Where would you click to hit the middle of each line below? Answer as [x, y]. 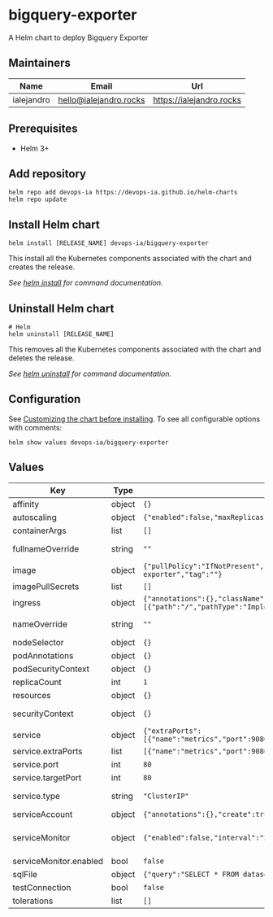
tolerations [33, 901]
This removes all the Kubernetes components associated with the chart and [135, 349]
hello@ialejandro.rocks [102, 99]
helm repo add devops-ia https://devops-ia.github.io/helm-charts [123, 193]
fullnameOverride [46, 548]
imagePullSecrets [46, 586]
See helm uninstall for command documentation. [90, 373]
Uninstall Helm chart [61, 308]
